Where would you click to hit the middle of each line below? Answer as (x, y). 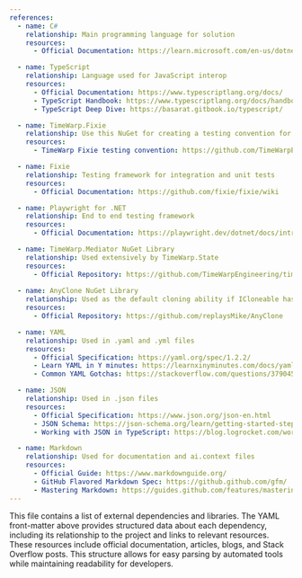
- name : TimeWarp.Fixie (62, 125)
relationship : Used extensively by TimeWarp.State (122, 257)
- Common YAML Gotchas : (78, 374)
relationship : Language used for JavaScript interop (126, 76)
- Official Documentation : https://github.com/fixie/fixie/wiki (156, 191)
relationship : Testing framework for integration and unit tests (151, 175)
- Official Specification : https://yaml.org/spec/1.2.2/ (142, 357)
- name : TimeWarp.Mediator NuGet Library (96, 249)
